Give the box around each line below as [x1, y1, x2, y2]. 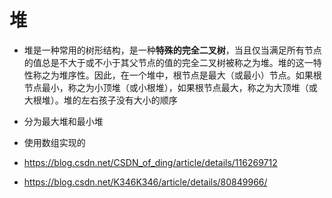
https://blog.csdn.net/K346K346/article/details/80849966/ [23, 176, 268, 188]
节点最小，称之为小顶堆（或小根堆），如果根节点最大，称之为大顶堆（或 [23, 81, 318, 93]
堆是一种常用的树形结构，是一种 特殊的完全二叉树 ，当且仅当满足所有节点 [23, 44, 322, 56]
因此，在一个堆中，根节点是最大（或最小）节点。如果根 [93, 69, 322, 81]
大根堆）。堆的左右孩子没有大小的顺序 [23, 94, 178, 106]
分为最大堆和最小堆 [23, 115, 104, 127]
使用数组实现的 [23, 136, 86, 148]
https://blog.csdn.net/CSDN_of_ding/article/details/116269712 [23, 156, 278, 168]
